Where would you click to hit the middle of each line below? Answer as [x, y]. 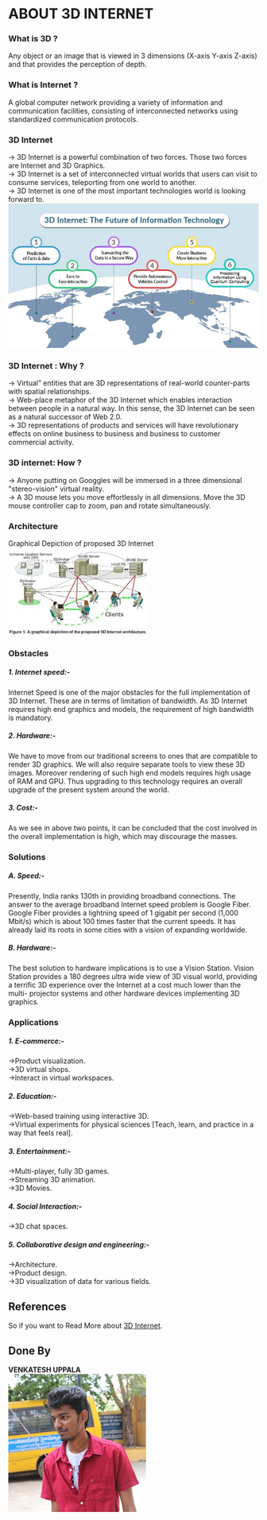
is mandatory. [31, 717]
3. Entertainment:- [40, 1151]
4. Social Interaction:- [45, 1206]
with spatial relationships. [50, 392]
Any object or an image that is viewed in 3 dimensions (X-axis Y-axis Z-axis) [133, 56]
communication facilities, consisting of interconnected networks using [123, 110]
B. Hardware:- [32, 948]
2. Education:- [33, 1096]
